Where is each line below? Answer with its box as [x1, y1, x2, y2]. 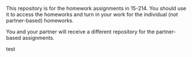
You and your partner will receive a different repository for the [6, 28, 155, 35]
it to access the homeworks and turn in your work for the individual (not [6, 11, 178, 18]
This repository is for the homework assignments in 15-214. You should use [6, 5, 187, 12]
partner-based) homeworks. [6, 17, 74, 24]
